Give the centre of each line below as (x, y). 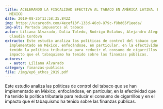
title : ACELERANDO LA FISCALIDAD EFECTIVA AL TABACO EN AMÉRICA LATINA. (80, 9)
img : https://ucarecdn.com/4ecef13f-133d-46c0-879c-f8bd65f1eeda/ (73, 23)
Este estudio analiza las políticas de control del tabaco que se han (71, 86)
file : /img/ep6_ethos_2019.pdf (37, 72)
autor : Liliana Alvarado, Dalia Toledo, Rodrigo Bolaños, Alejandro (76, 32)
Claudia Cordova (26, 37)
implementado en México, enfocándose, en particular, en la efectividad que (81, 91)
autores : (14, 59)
